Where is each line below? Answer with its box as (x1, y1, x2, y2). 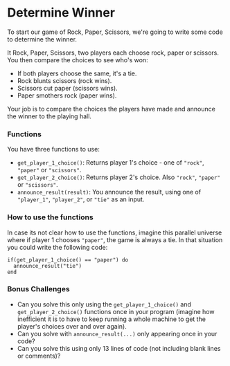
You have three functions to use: (7, 145, 100, 154)
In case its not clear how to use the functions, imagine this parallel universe (7, 228, 222, 237)
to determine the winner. (7, 35, 78, 43)
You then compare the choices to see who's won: (7, 55, 148, 64)
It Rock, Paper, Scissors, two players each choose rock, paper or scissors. (7, 48, 220, 57)
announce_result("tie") (13, 262, 82, 269)
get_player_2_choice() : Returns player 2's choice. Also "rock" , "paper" (17, 173, 220, 181)
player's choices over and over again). (17, 322, 127, 330)
